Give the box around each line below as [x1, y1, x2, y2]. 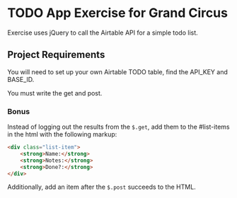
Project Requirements [7, 49, 105, 61]
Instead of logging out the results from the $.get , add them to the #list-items [7, 122, 230, 132]
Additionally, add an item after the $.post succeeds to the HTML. [7, 182, 196, 192]
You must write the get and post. [7, 88, 103, 97]
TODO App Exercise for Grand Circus [7, 5, 229, 21]
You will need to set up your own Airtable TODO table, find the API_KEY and [7, 67, 228, 76]
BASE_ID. [7, 75, 35, 83]
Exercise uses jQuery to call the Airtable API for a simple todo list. [7, 28, 198, 37]
